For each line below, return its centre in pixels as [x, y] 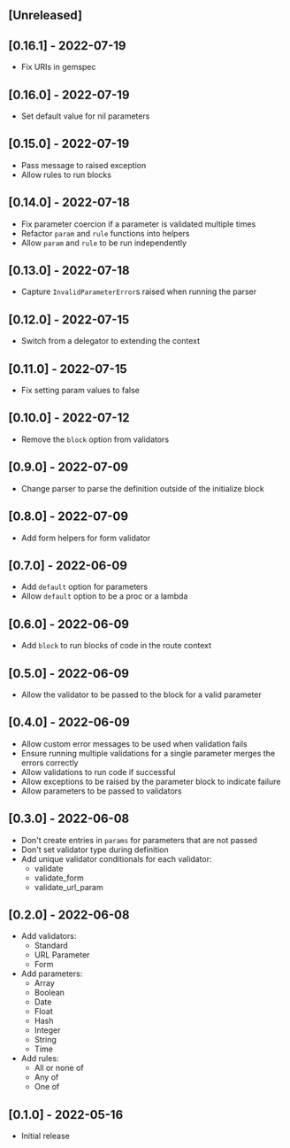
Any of [46, 1077]
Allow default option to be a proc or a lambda [104, 596]
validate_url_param [69, 887]
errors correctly [50, 763]
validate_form [59, 878]
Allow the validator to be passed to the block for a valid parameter [141, 694]
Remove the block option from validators [95, 439]
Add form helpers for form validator [86, 538]
